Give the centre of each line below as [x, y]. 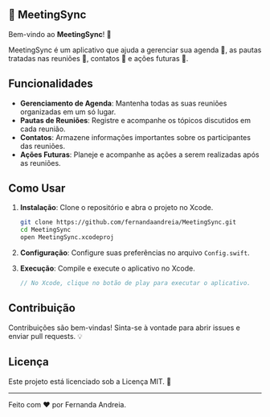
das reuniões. [43, 146]
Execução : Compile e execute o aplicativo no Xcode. [107, 268]
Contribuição [42, 308]
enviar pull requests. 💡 [45, 336]
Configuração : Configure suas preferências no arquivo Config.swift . [135, 253]
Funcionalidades [51, 84]
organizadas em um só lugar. [68, 111]
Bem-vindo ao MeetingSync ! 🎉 [60, 34]
